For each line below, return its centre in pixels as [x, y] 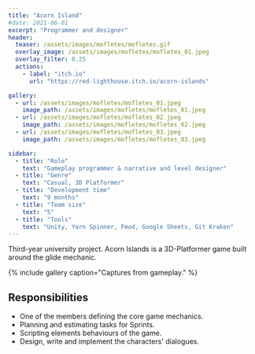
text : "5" [39, 212]
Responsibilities [48, 297]
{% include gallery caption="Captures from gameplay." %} [103, 273]
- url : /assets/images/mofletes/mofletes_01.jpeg [98, 103]
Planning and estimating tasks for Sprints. [87, 325]
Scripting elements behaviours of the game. [91, 333]
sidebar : [22, 153]
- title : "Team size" [51, 205]
